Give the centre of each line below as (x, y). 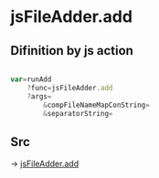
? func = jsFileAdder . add (70, 88)
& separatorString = (78, 113)
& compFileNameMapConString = (96, 105)
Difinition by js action (72, 51)
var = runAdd (31, 79)
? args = (39, 96)
